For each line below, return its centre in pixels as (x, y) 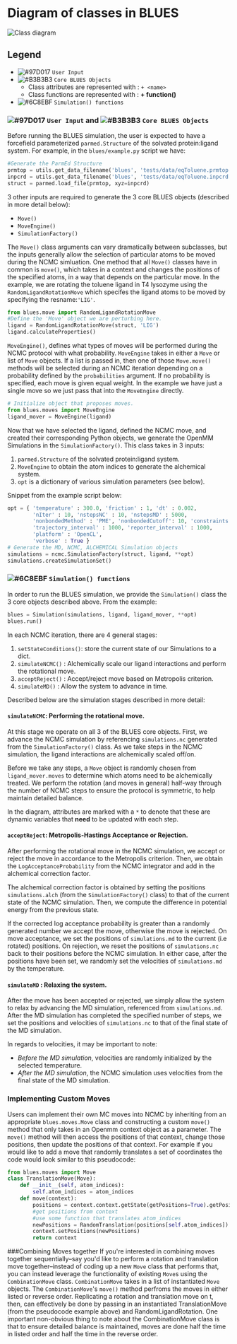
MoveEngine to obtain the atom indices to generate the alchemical (111, 466)
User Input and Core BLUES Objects (128, 120)
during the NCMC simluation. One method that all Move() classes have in (112, 262)
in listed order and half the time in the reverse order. (83, 1334)
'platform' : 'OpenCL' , (67, 534)
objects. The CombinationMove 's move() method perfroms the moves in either (118, 1289)
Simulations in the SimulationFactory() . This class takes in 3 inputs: (106, 445)
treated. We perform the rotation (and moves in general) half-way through (115, 783)
